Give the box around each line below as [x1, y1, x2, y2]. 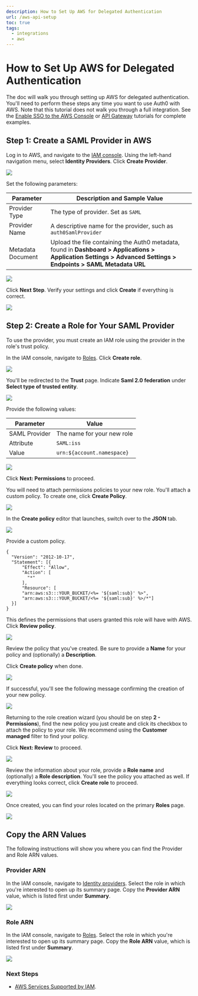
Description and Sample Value [76, 194, 163, 202]
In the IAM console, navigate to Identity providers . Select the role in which [6, 880, 186, 887]
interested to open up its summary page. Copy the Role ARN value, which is [6, 938, 190, 945]
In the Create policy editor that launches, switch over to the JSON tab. [6, 515, 177, 522]
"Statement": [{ [11, 559, 51, 565]
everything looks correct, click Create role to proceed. [6, 779, 138, 786]
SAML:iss [56, 440, 81, 446]
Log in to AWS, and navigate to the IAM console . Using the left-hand [6, 151, 172, 158]
